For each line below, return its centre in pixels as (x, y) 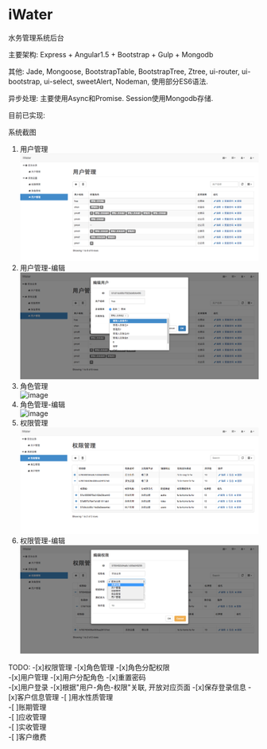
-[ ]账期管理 (27, 707)
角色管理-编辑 (43, 405)
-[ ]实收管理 (27, 727)
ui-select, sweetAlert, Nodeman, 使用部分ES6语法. (126, 81)
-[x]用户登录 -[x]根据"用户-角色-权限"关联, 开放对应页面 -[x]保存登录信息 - (130, 687)
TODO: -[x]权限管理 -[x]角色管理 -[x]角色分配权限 (89, 667)
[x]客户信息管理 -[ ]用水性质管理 (61, 697)
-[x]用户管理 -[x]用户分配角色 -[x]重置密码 (77, 677)
